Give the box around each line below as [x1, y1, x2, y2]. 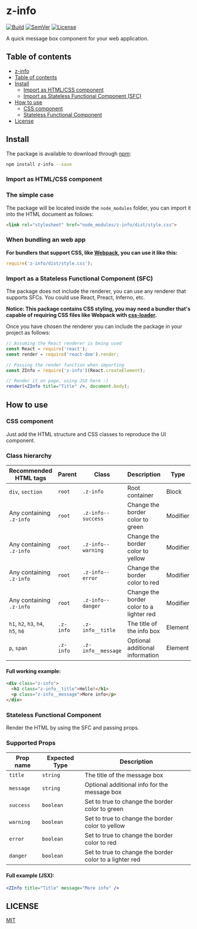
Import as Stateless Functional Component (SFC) [23, 92, 142, 99]
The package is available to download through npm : [6, 150, 131, 157]
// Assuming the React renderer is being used [6, 340, 122, 346]
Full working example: [6, 667, 62, 674]
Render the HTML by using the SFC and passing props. [6, 724, 140, 731]
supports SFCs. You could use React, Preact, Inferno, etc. [6, 294, 145, 300]
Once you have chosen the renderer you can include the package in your [6, 323, 183, 330]
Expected [46, 754, 74, 762]
